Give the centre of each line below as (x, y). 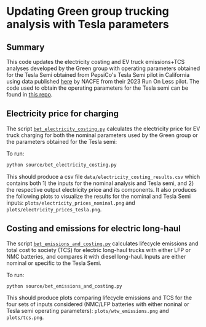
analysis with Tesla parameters (88, 24)
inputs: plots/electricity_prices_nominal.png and (71, 203)
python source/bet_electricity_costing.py (61, 165)
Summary (26, 47)
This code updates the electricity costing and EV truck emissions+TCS (96, 62)
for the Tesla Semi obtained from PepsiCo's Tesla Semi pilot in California (98, 75)
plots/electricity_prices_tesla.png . (54, 209)
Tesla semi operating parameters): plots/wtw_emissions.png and (88, 311)
